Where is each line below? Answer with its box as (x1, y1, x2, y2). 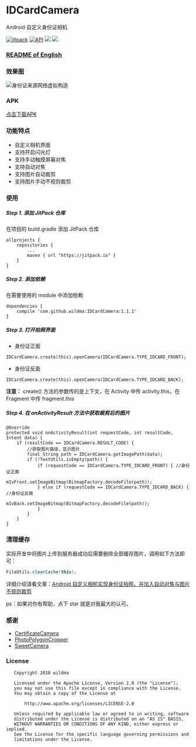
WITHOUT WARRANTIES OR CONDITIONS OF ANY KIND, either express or (13, 721, 179, 727)
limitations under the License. (13, 736, 93, 743)
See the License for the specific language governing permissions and (13, 732, 190, 738)
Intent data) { (6, 435, 43, 440)
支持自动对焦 (14, 163, 45, 170)
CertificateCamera (14, 630, 60, 637)
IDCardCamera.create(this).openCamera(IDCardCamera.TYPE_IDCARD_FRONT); (6, 354, 187, 360)
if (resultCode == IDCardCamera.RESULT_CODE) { (16, 440, 134, 446)
